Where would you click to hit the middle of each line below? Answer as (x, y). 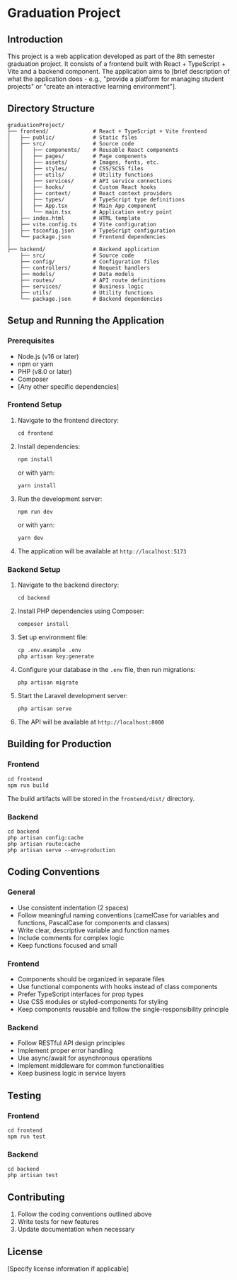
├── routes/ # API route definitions (93, 280)
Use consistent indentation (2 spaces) (73, 907)
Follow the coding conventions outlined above (85, 1214)
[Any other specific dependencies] (68, 386)
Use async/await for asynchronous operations (85, 1058)
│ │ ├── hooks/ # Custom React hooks (82, 187)
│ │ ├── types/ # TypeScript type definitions (96, 199)
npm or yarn (35, 364)
